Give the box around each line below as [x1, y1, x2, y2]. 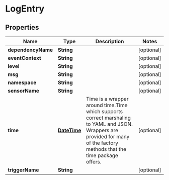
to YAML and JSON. [86, 121, 133, 127]
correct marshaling [86, 114, 131, 121]
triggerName [8, 166, 39, 173]
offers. [86, 158, 102, 165]
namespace [8, 79, 37, 86]
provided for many [86, 133, 130, 140]
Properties [5, 23, 39, 32]
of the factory [86, 139, 119, 146]
